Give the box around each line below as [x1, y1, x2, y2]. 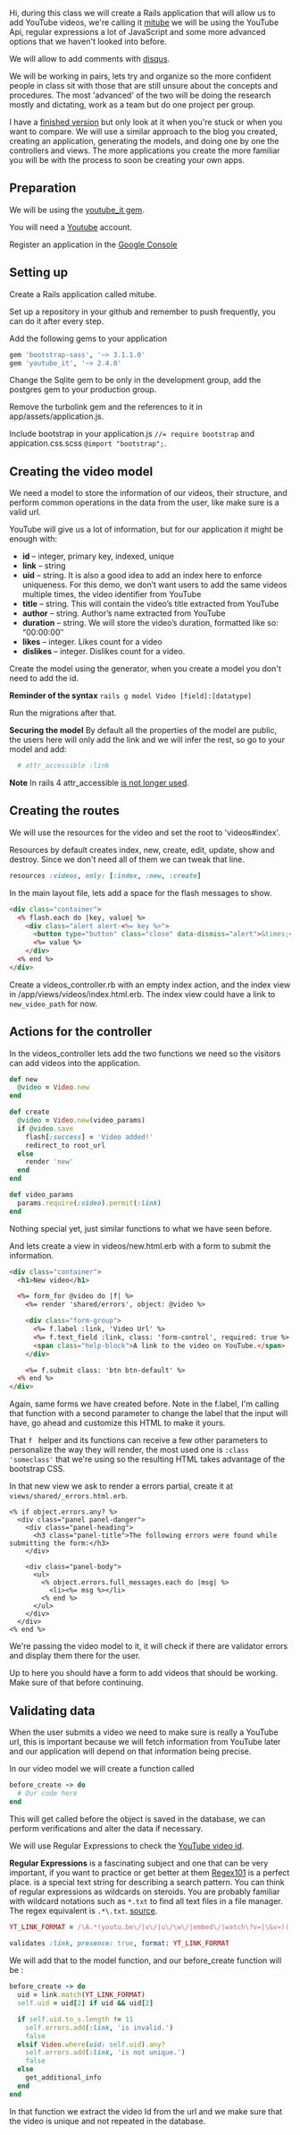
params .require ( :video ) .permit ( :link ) [17, 1199, 162, 1208]
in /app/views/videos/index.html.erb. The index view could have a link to [9, 988, 276, 999]
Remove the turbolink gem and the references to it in [9, 402, 203, 413]
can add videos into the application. [9, 1057, 141, 1068]
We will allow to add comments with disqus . [9, 54, 171, 64]
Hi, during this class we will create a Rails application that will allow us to [9, 8, 276, 18]
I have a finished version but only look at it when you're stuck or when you [9, 116, 283, 127]
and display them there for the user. [9, 1651, 141, 1661]
